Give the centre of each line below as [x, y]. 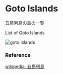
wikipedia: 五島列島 [25, 67]
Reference [18, 55]
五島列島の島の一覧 [25, 23]
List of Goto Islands [25, 33]
